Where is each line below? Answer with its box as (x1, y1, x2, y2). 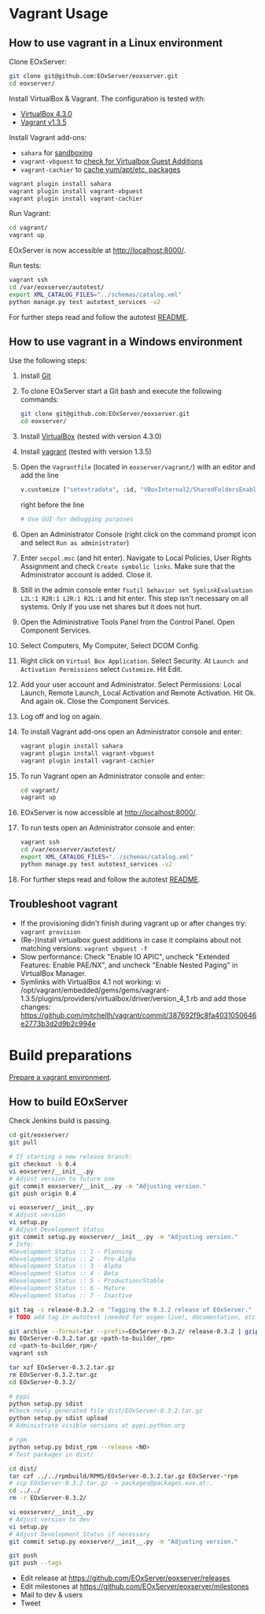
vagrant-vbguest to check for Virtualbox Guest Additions (20, 156, 204, 165)
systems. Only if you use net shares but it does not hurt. (20, 602, 202, 611)
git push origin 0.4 (9, 1189, 77, 1197)
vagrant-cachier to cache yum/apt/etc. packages (20, 165, 181, 174)
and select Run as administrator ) (20, 537, 130, 547)
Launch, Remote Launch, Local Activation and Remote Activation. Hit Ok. (20, 688, 256, 697)
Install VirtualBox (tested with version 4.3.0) (20, 432, 162, 441)
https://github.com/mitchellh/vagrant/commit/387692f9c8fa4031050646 (20, 1010, 257, 1020)
